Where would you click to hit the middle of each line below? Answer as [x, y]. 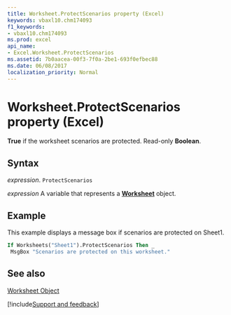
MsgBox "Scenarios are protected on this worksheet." [90, 252]
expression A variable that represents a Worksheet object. [92, 194]
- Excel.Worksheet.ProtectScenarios [61, 53]
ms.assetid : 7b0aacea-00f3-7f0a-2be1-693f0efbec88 [83, 59]
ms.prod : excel [29, 40]
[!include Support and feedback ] [53, 304]
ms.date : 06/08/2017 [37, 66]
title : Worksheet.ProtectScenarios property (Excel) [86, 14]
